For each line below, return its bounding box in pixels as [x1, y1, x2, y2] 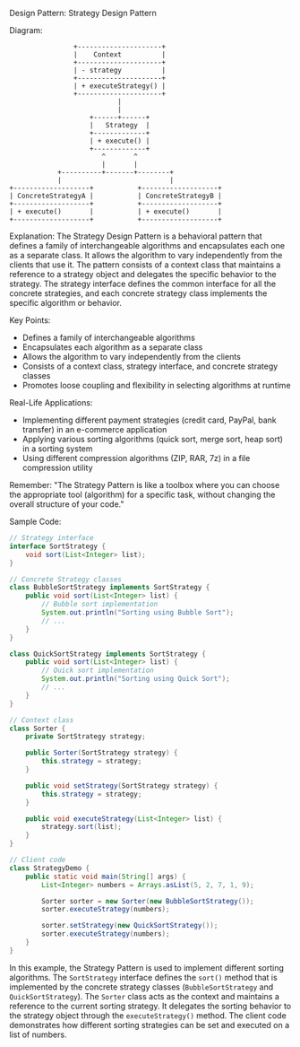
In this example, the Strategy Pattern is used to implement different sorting [9, 962, 285, 973]
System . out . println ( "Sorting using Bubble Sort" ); [41, 608, 235, 617]
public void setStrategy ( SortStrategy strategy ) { [25, 781, 219, 790]
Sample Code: [9, 516, 62, 527]
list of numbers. [9, 1029, 67, 1040]
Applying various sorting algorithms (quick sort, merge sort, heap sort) [21, 434, 284, 444]
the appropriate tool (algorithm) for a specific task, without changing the [9, 489, 276, 500]
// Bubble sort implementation [41, 600, 159, 609]
